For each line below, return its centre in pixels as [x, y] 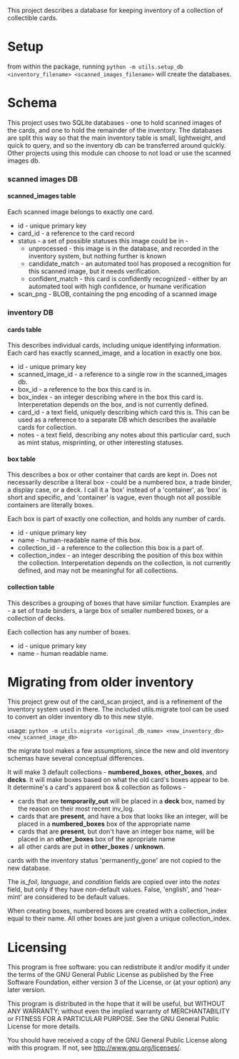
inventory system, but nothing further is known [97, 256]
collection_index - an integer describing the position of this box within [120, 555]
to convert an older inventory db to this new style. [81, 717]
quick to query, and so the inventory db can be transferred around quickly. [117, 145]
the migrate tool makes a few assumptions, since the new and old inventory [118, 751]
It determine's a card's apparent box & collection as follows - [97, 787]
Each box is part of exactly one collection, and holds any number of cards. [117, 519]
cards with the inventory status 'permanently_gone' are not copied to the [114, 861]
